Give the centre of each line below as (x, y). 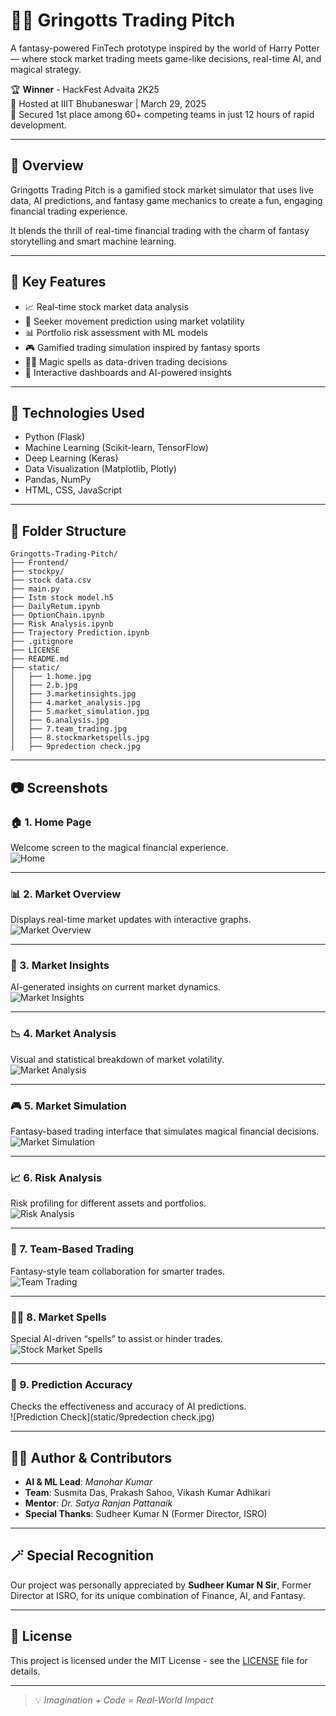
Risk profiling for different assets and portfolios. (108, 1203)
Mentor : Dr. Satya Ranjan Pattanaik (98, 1503)
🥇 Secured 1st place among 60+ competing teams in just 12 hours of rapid (162, 114)
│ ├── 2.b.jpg (44, 685)
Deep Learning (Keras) (71, 458)
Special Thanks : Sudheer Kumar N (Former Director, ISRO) (146, 1514)
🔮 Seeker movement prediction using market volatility (134, 321)
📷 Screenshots (59, 787)
